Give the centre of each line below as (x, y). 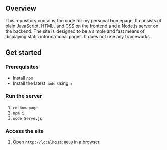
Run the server (24, 96)
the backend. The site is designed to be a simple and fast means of (75, 31)
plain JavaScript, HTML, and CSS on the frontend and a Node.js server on (82, 26)
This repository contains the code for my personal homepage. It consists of (83, 20)
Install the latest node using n (42, 83)
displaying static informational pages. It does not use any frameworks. (78, 36)
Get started (23, 53)
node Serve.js (27, 118)
